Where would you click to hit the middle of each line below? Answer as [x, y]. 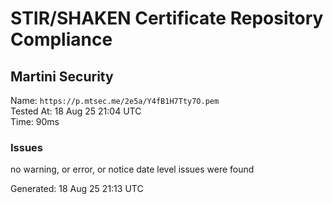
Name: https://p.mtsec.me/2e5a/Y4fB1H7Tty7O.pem [115, 100]
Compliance [61, 39]
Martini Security [62, 76]
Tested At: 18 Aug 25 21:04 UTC [76, 111]
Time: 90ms [35, 121]
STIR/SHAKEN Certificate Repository [167, 18]
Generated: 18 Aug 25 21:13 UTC [77, 189]
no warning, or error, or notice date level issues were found [132, 169]
